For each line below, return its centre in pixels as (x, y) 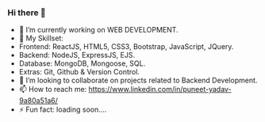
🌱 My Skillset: (41, 38)
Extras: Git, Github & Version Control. (79, 72)
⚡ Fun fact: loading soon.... (63, 109)
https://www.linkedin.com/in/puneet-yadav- (160, 90)
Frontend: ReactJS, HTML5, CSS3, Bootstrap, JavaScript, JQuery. (126, 47)
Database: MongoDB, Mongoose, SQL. (82, 63)
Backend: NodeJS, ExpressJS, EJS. (77, 55)
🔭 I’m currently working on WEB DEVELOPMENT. (99, 30)
